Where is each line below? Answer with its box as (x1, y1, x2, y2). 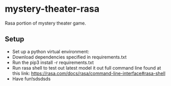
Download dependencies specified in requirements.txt (12, 54, 127, 60)
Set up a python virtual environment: (12, 48, 90, 54)
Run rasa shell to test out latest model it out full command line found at (12, 64, 161, 71)
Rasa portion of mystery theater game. (5, 20, 87, 26)
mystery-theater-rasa (5, 3, 100, 15)
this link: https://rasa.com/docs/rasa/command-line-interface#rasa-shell (12, 70, 166, 76)
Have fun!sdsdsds (12, 75, 51, 82)
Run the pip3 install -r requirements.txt (12, 59, 94, 66)
